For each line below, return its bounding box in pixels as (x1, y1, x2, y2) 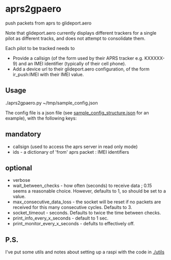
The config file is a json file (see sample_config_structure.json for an (5, 109, 149, 115)
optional (5, 163, 32, 172)
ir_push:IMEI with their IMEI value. (12, 71, 84, 77)
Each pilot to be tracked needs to (5, 45, 75, 51)
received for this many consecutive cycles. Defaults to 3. (12, 204, 133, 210)
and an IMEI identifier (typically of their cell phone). (18, 60, 127, 66)
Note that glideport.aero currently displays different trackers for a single (5, 30, 157, 36)
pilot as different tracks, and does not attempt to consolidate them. (5, 35, 145, 41)
